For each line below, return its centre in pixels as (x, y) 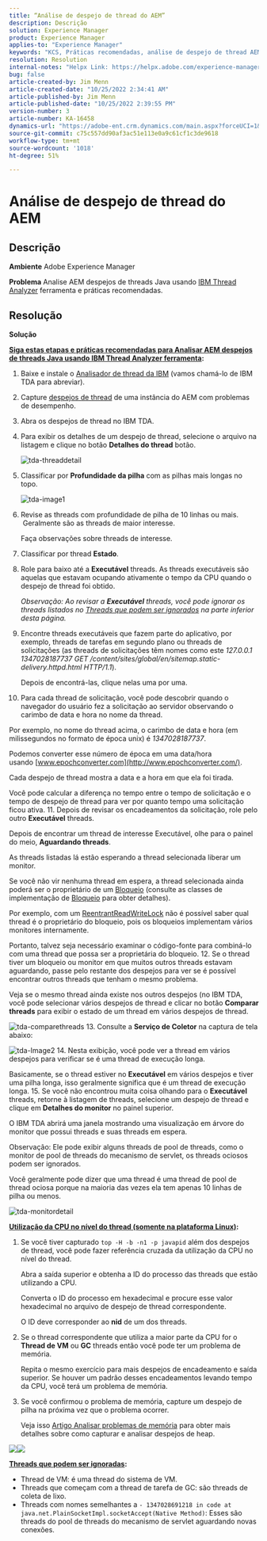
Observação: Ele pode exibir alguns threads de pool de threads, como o (126, 1147)
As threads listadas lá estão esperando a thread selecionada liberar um (125, 857)
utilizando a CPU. (49, 1283)
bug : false (27, 74)
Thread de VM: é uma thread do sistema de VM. (99, 1479)
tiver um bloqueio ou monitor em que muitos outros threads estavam (121, 963)
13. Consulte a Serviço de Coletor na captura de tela (172, 1027)
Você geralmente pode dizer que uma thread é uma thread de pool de (123, 1179)
